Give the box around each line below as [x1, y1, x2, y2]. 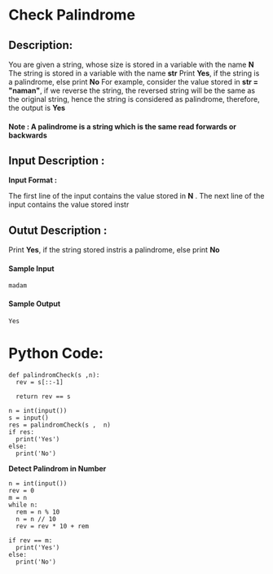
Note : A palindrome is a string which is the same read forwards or [8, 121, 237, 131]
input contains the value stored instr [8, 199, 130, 209]
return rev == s [15, 392, 71, 401]
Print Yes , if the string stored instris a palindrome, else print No [8, 245, 220, 255]
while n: [8, 501, 38, 509]
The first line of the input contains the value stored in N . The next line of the [8, 191, 265, 201]
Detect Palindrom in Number [8, 463, 107, 473]
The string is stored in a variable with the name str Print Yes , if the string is [8, 68, 260, 78]
